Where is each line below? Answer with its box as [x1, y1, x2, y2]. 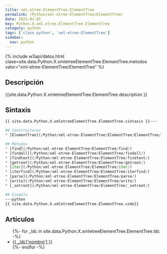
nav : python [9, 40, 35, 45]
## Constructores [5, 128, 41, 133]
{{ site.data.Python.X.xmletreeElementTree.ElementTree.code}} [5, 201, 139, 206]
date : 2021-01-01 [5, 16, 41, 21]
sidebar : [5, 35, 23, 40]
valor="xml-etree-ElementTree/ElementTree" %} [5, 64, 104, 70]
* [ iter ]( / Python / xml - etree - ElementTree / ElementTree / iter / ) [5, 165, 133, 169]
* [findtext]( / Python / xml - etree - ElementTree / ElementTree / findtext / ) [5, 155, 150, 161]
